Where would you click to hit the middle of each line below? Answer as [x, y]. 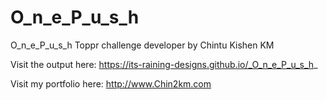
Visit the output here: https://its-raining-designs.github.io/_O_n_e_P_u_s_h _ [164, 64]
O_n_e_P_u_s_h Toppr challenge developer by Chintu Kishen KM [142, 45]
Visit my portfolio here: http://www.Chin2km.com [111, 83]
